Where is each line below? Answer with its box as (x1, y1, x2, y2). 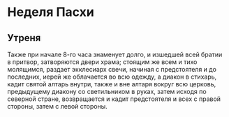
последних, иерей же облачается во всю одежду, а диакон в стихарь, (7, 72, 217, 81)
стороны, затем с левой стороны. (7, 102, 108, 110)
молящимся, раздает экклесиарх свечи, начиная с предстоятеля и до (7, 65, 216, 73)
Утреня (7, 32, 41, 44)
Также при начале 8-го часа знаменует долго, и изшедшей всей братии (7, 50, 223, 58)
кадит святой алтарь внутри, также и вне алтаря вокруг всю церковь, (7, 80, 216, 88)
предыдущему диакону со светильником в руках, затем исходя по (7, 88, 207, 95)
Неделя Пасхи (7, 4, 94, 20)
